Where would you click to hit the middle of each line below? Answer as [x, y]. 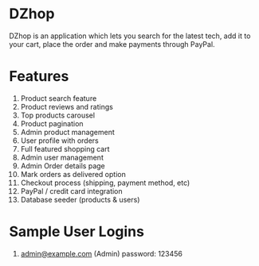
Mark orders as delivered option [73, 174]
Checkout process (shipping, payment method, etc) [105, 183]
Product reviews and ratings [67, 106]
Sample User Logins [77, 232]
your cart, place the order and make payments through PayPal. [112, 44]
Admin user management [62, 157]
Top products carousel [57, 115]
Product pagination [52, 123]
